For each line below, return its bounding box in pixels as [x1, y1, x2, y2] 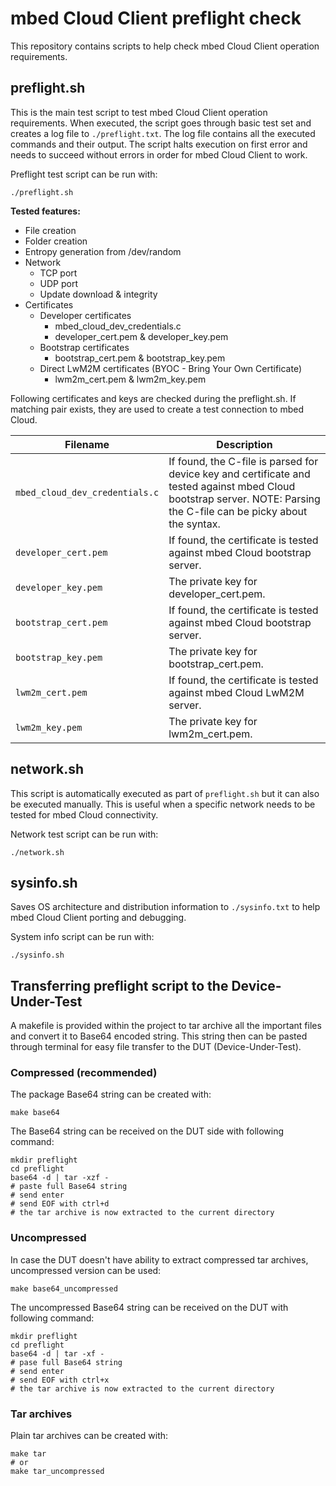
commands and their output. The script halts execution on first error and [10, 138, 308, 150]
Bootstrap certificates [39, 341, 130, 353]
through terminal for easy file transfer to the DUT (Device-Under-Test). [10, 1041, 302, 1053]
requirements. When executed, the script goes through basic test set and [10, 117, 312, 129]
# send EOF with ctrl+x [10, 1375, 110, 1385]
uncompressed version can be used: [10, 1264, 162, 1276]
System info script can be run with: [10, 931, 155, 943]
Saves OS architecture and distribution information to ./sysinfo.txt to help [10, 901, 321, 913]
